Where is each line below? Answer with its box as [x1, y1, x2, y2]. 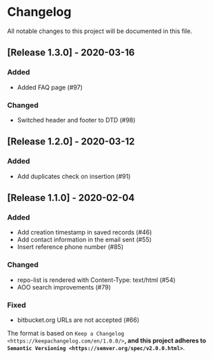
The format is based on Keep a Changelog [7, 329, 125, 337]
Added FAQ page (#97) [17, 83, 83, 91]
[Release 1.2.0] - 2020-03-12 [7, 135, 135, 148]
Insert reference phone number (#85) [17, 243, 124, 251]
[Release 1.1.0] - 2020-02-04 [7, 192, 135, 204]
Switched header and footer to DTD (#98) [17, 116, 136, 124]
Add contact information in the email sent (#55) [17, 235, 152, 244]
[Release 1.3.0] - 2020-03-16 [7, 47, 135, 58]
